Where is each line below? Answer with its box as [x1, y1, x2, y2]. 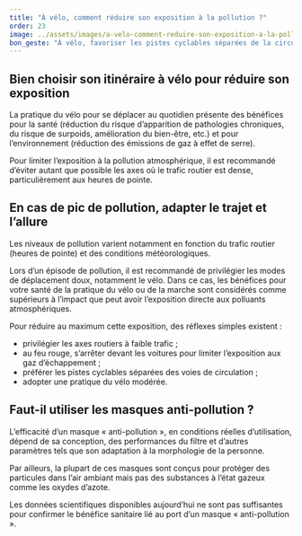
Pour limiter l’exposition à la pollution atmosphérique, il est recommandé [9, 155, 276, 166]
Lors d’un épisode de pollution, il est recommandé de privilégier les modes [9, 265, 286, 276]
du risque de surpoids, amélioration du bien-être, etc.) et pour [9, 128, 239, 139]
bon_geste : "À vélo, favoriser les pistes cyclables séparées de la [9, 38, 271, 48]
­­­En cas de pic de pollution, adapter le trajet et [9, 200, 268, 215]
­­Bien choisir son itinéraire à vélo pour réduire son [9, 71, 290, 86]
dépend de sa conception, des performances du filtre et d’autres [9, 435, 249, 446]
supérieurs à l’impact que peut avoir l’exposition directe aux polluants [9, 294, 266, 304]
